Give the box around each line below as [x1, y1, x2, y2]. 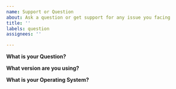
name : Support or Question [6, 8, 74, 15]
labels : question [6, 25, 50, 32]
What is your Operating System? [6, 76, 90, 84]
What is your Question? [6, 53, 67, 60]
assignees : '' [6, 31, 42, 37]
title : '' [6, 20, 31, 26]
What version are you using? [6, 64, 79, 72]
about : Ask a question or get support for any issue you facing [6, 14, 171, 20]
